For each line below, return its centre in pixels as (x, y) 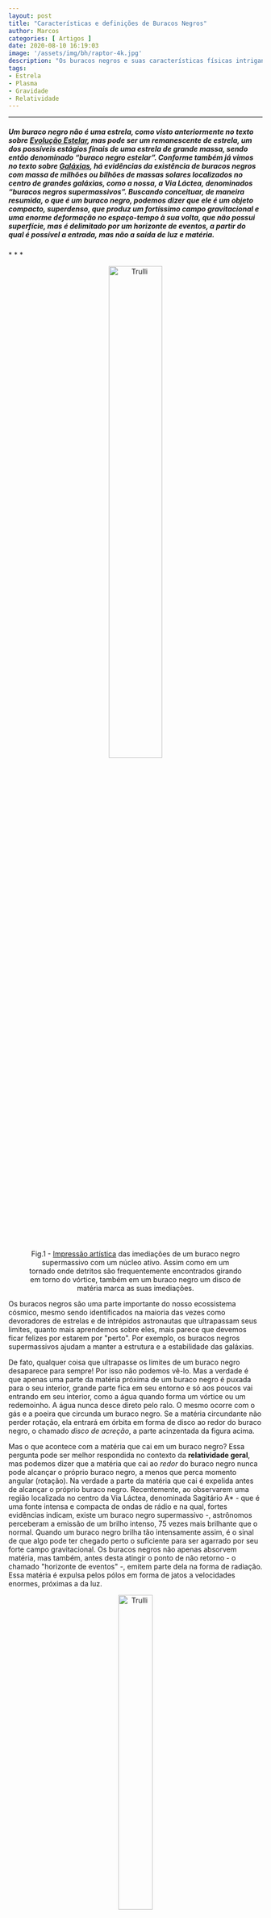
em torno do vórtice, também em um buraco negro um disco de (135, 1280)
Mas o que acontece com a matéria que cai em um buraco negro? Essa (127, 1447)
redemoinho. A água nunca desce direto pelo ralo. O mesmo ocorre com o (132, 1406)
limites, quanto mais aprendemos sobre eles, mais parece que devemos (128, 1330)
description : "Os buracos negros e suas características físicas (120, 61)
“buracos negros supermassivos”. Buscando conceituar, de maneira (126, 191)
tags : (17, 69)
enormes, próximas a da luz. (55, 1584)
